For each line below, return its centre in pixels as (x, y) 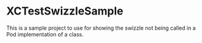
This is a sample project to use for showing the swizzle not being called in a (101, 28)
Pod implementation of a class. (45, 34)
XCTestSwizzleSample (65, 11)
